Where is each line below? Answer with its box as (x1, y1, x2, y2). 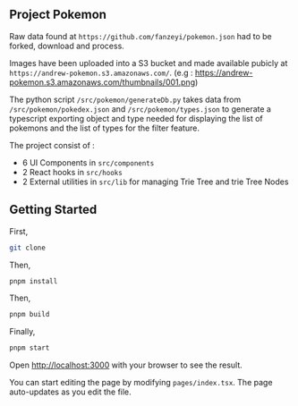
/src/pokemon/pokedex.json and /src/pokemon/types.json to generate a (9, 103, 271, 114)
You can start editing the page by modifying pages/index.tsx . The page (9, 377, 273, 388)
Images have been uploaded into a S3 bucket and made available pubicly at (9, 57, 288, 68)
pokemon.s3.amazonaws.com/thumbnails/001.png (9, 76, 195, 88)
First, (9, 225, 29, 236)
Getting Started (9, 202, 98, 217)
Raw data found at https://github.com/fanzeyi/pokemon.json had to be (9, 30, 272, 41)
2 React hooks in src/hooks (21, 166, 123, 177)
